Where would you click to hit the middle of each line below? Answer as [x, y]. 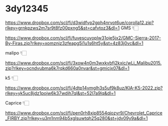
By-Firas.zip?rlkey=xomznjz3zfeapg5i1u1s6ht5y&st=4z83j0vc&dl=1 [74, 43]
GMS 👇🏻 [130, 27]
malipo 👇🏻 [16, 52]
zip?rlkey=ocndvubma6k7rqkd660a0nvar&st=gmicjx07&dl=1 [67, 68]
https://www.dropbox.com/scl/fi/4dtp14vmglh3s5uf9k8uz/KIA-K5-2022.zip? [84, 87]
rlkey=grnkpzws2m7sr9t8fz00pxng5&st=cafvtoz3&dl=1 [62, 27]
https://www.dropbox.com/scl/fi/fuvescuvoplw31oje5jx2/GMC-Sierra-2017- [83, 37]
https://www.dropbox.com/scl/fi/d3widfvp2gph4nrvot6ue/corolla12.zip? [79, 22]
